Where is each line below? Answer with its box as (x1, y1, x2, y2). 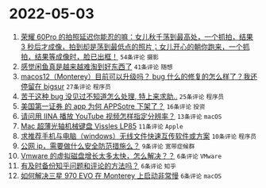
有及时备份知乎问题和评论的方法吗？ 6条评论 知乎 (20, 160, 177, 171)
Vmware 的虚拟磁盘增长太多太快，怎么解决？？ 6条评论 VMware (20, 151, 222, 160)
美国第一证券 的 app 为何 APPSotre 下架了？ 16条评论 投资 (20, 101, 206, 111)
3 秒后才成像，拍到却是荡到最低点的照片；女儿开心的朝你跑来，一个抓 (20, 41, 250, 52)
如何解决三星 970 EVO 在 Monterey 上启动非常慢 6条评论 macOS (20, 171, 222, 180)
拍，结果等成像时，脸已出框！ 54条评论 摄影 (20, 52, 160, 61)
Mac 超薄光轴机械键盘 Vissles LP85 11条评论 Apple (20, 121, 183, 131)
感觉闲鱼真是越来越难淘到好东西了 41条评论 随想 (20, 61, 173, 71)
